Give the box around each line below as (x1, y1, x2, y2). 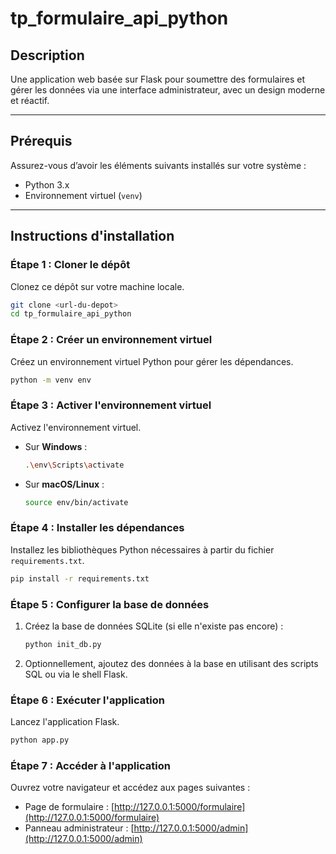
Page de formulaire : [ (24, 801, 115, 813)
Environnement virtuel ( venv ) (24, 189, 143, 201)
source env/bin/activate (24, 497, 129, 507)
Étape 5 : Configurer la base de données (10, 597, 210, 611)
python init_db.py (24, 639, 102, 649)
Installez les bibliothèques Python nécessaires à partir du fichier (10, 543, 275, 556)
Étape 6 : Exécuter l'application (10, 693, 165, 707)
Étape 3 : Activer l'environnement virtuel (10, 398, 212, 412)
